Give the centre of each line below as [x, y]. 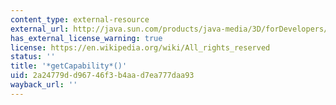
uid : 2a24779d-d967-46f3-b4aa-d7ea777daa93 [102, 76]
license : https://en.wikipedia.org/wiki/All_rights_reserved [140, 47]
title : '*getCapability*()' [69, 66]
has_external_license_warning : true [86, 38]
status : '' [33, 57]
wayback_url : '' [44, 85]
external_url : [40, 29]
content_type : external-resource [80, 19]
